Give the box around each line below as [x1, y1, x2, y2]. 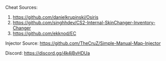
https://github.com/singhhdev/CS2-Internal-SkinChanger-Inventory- [12, 20, 156, 25]
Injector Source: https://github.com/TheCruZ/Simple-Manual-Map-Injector [5, 40, 161, 46]
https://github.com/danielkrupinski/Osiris [12, 14, 99, 20]
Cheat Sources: [5, 5, 38, 10]
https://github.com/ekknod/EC [12, 30, 77, 36]
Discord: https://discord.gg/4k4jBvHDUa [5, 50, 90, 56]
